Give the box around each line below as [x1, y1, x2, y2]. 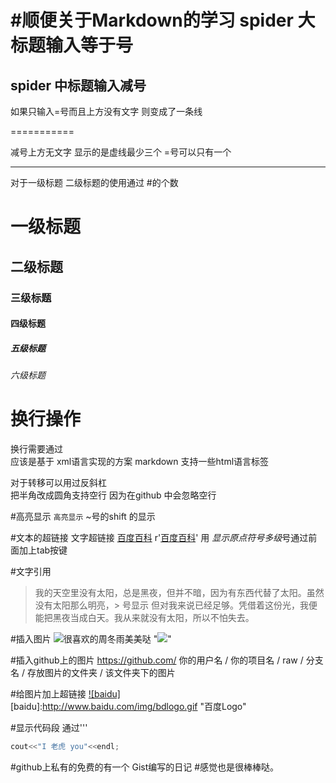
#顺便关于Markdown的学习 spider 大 [10, 9, 316, 32]
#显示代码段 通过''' [10, 722, 88, 733]
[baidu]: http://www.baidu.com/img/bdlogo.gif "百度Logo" [10, 701, 247, 712]
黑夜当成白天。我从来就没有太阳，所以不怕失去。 [52, 612, 255, 623]
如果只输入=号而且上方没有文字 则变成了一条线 [10, 106, 203, 117]
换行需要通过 [10, 443, 63, 455]
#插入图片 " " [10, 633, 172, 645]
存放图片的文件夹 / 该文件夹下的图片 [26, 667, 176, 678]
